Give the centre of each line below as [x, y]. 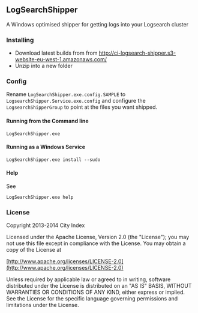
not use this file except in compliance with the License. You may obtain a [96, 243]
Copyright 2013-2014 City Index [46, 225]
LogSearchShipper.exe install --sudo [53, 160]
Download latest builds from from [56, 53]
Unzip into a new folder [44, 66]
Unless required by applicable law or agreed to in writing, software [88, 279]
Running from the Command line [47, 121]
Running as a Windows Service [46, 147]
